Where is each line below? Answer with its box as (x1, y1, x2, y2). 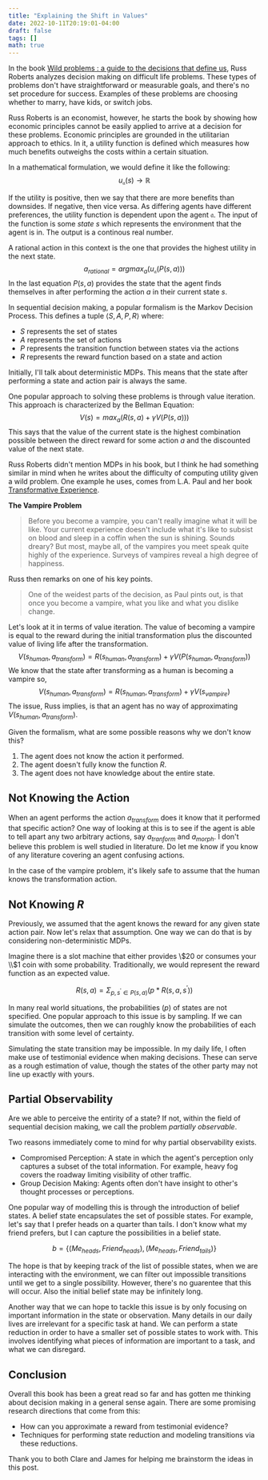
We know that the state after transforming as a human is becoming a (8, 666, 234, 676)
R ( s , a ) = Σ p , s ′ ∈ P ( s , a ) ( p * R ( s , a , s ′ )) (75, 984, 194, 997)
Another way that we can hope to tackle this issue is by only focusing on (8, 1302, 247, 1312)
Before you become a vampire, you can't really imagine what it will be (27, 515, 258, 525)
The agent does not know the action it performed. (19, 751, 184, 760)
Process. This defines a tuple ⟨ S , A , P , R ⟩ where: (8, 311, 164, 320)
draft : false (8, 26, 52, 34)
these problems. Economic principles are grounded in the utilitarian (8, 130, 230, 140)
